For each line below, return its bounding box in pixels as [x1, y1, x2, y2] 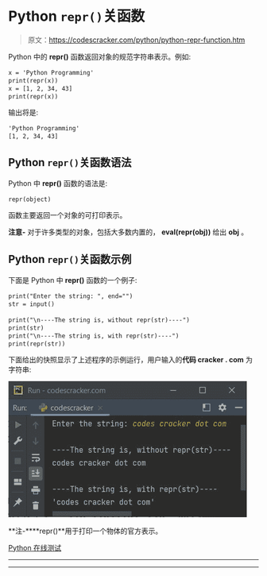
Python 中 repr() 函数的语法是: [8, 178, 108, 187]
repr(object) [8, 195, 52, 203]
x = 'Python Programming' [8, 68, 94, 76]
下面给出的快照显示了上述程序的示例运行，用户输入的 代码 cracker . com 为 [8, 354, 253, 364]
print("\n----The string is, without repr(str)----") [8, 315, 191, 324]
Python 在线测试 [8, 543, 62, 552]
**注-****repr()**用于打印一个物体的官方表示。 [8, 526, 163, 535]
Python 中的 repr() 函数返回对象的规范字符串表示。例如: [8, 52, 192, 61]
